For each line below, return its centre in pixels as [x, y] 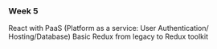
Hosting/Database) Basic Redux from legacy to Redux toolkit [108, 36]
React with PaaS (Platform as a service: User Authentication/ [108, 28]
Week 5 [23, 11]
